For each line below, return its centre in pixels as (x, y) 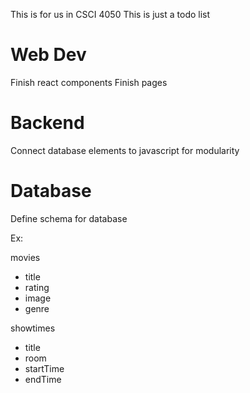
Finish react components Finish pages (89, 82)
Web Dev (48, 55)
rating (37, 287)
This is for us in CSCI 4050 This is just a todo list (110, 14)
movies (25, 257)
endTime (43, 379)
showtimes (33, 328)
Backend (47, 123)
